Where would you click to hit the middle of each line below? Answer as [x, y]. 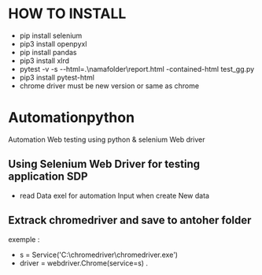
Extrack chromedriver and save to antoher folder [130, 220]
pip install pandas [48, 52]
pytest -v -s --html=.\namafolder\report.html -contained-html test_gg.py [137, 69]
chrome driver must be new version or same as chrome [109, 85]
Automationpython [72, 118]
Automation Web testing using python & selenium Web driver [107, 139]
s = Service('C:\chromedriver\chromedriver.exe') [99, 255]
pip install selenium [51, 35]
